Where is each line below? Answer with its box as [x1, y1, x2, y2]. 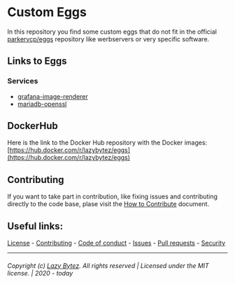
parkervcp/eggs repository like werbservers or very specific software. [7, 34, 210, 43]
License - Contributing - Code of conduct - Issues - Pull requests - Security [7, 239, 226, 248]
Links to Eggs [7, 55, 67, 67]
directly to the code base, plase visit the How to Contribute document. [7, 200, 210, 208]
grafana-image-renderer [17, 92, 89, 100]
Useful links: [7, 220, 64, 232]
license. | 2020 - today [7, 269, 73, 277]
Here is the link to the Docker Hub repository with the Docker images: [7, 138, 208, 147]
